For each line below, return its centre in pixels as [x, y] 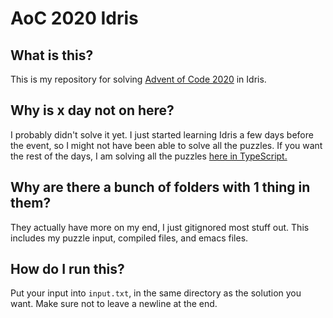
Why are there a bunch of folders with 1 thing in [160, 187]
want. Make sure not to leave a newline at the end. [114, 304]
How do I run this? [67, 269]
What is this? [52, 55]
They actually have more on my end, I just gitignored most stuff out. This [160, 227]
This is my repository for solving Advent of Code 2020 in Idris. [138, 79]
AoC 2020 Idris [74, 18]
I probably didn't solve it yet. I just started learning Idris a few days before [162, 134]
